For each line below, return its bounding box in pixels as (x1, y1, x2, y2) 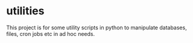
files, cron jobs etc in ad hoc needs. (6, 30, 95, 37)
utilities (6, 4, 45, 18)
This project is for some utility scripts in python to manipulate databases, (6, 24, 187, 31)
